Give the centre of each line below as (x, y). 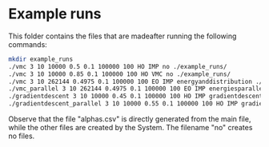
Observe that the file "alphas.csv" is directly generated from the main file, (130, 119)
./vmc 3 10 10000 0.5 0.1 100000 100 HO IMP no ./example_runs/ (118, 66)
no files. (22, 136)
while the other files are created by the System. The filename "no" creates (130, 128)
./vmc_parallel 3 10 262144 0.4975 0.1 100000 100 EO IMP (107, 89)
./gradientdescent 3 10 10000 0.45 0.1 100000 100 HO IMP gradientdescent (136, 97)
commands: (28, 44)
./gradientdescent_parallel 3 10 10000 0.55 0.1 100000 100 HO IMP (123, 104)
